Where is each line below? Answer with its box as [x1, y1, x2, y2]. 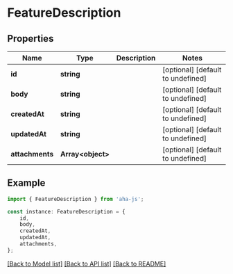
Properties [7, 33, 54, 45]
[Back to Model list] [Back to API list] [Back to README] [7, 259, 166, 268]
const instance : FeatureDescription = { [7, 208, 126, 215]
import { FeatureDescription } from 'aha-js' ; [7, 195, 144, 202]
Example [7, 177, 46, 189]
